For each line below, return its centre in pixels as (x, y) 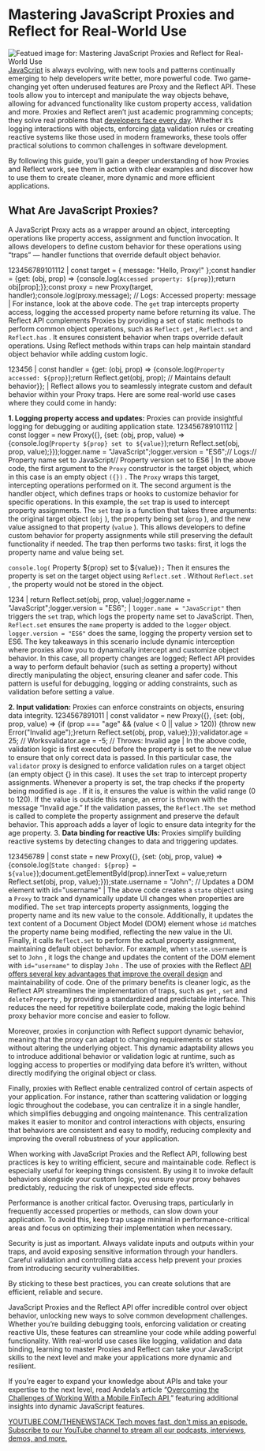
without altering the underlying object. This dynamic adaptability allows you (131, 1048)
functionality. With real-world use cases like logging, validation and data (125, 1341)
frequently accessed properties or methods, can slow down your (114, 1211)
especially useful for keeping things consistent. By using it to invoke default (131, 1170)
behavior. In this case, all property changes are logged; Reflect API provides (132, 658)
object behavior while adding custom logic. (78, 353)
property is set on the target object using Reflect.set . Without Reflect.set (131, 576)
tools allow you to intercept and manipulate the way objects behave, (119, 95)
